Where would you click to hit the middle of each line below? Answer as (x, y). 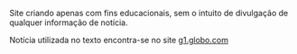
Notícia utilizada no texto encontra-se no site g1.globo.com (119, 40)
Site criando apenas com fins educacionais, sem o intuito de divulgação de (149, 13)
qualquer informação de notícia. (69, 22)
